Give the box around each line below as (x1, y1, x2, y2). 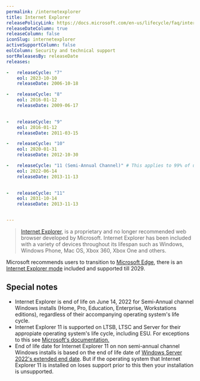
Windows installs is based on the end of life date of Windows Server (14, 349, 183, 356)
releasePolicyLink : (6, 20, 55, 26)
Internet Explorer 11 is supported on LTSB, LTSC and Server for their (14, 323, 181, 330)
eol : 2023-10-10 (17, 75, 58, 81)
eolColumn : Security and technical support (6, 48, 116, 54)
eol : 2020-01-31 (17, 146, 58, 152)
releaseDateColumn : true (6, 25, 68, 32)
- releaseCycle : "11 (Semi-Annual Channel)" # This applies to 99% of (6, 162, 190, 168)
